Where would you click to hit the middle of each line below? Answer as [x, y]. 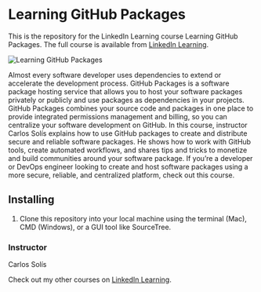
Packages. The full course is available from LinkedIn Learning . [109, 44]
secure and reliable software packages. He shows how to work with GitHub [130, 141]
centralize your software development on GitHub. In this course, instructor [128, 125]
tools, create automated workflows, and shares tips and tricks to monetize [128, 150]
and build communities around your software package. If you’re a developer [130, 158]
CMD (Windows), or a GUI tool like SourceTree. [95, 227]
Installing [31, 200]
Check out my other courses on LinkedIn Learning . [90, 279]
